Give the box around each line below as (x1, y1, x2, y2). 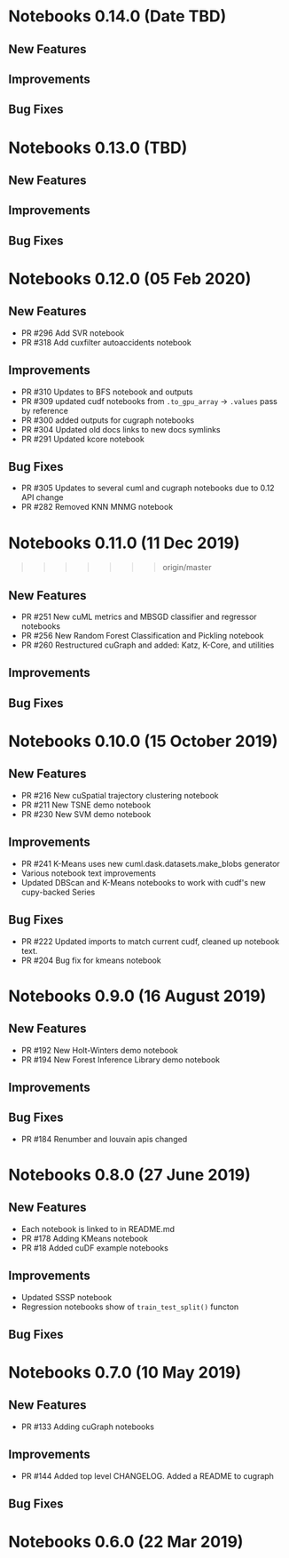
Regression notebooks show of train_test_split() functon (20, 1301, 239, 1312)
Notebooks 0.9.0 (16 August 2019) (8, 986, 267, 1006)
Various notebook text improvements (20, 868, 157, 878)
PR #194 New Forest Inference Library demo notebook (20, 1054, 221, 1065)
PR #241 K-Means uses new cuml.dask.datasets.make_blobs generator (20, 858, 280, 869)
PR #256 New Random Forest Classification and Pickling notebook (20, 631, 264, 641)
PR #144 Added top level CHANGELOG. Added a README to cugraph (20, 1470, 274, 1481)
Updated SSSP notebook (20, 1292, 113, 1302)
